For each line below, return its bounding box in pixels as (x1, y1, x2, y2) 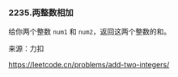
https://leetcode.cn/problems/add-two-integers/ (8, 60, 170, 70)
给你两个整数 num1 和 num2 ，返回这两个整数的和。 (8, 26, 172, 37)
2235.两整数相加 (8, 6, 74, 18)
